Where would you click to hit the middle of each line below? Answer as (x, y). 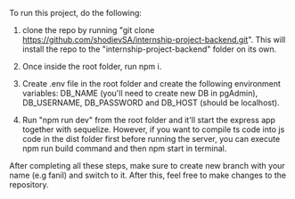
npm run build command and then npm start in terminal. (124, 148)
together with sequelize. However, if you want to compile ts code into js (153, 129)
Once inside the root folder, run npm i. (92, 66)
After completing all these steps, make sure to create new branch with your (147, 166)
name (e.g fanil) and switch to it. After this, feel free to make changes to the (148, 175)
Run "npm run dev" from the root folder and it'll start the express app (149, 120)
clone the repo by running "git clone (88, 30)
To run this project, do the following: (76, 13)
